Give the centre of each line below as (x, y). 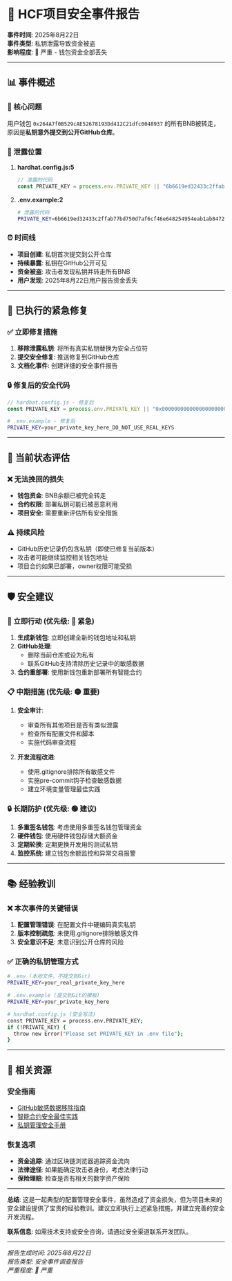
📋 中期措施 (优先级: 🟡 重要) (54, 691)
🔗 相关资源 (29, 1070)
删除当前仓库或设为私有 (61, 655)
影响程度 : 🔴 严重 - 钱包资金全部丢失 (57, 52)
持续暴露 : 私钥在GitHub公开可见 (62, 263)
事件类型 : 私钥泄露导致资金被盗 (51, 43)
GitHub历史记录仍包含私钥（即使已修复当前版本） (88, 549)
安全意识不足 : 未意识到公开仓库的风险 (70, 942)
